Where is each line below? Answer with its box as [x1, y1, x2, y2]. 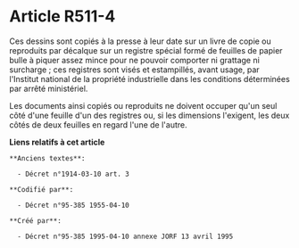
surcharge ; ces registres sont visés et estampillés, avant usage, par [9, 64, 261, 75]
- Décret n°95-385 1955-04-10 [17, 201, 129, 210]
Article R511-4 [9, 6, 116, 27]
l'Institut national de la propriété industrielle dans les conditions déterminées [9, 73, 290, 84]
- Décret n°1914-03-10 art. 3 [17, 169, 129, 178]
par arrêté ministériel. [9, 83, 88, 94]
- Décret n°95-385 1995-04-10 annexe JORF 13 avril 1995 [17, 232, 234, 241]
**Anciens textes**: [9, 153, 87, 162]
